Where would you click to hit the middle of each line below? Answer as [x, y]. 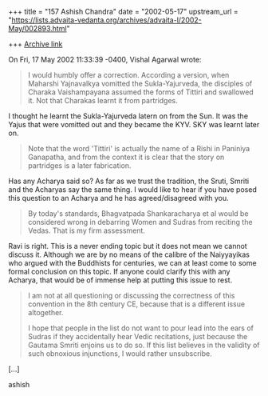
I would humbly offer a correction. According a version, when [128, 75]
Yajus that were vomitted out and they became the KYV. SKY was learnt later [134, 124]
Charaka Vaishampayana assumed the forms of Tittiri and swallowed [140, 92]
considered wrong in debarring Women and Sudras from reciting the [140, 222]
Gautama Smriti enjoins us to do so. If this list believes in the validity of [144, 345]
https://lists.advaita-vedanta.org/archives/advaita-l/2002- [106, 20]
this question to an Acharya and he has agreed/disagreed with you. [118, 198]
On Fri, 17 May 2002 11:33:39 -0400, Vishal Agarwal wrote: [105, 60]
